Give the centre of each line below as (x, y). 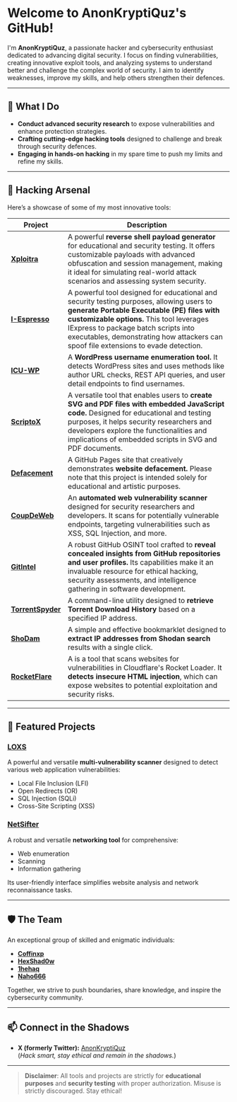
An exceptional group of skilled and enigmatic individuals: (91, 940)
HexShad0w (36, 961)
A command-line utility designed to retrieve (141, 600)
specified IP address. (103, 618)
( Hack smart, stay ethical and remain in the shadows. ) (97, 1055)
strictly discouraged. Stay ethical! (73, 1091)
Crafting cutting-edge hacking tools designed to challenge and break (120, 139)
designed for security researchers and (132, 506)
